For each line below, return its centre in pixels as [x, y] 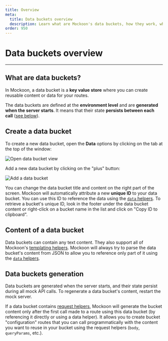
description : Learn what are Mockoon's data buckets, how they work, [83, 24]
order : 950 [16, 29]
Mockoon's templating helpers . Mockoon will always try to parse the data [81, 247]
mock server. [19, 297]
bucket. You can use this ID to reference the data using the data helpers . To [83, 198]
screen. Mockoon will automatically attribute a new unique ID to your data [81, 193]
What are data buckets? [43, 78]
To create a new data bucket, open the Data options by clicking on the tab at [84, 143]
